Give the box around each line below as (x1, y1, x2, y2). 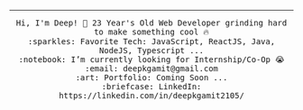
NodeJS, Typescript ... (98, 46, 205, 55)
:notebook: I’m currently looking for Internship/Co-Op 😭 (18, 55, 285, 64)
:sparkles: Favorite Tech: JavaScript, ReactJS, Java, (27, 37, 276, 46)
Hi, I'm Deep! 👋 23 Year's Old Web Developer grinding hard (15, 18, 288, 28)
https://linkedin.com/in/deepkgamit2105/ (58, 91, 245, 100)
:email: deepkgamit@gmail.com (84, 64, 218, 73)
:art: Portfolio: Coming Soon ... (75, 73, 228, 82)
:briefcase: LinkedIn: (101, 82, 202, 91)
